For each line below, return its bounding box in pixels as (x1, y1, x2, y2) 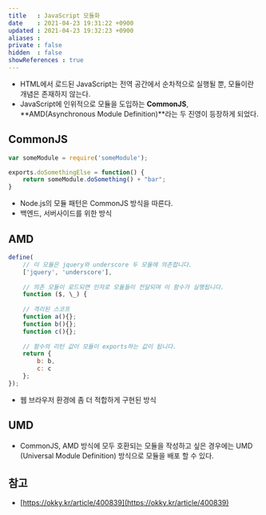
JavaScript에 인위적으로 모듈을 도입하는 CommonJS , (19, 99, 189, 109)
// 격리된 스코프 (22, 305, 70, 314)
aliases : (8, 34, 42, 42)
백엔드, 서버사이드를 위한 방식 (19, 208, 113, 218)
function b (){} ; (22, 320, 77, 328)
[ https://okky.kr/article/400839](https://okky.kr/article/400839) (19, 498, 229, 508)
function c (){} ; (22, 327, 77, 335)
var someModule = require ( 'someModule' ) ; (8, 153, 149, 162)
